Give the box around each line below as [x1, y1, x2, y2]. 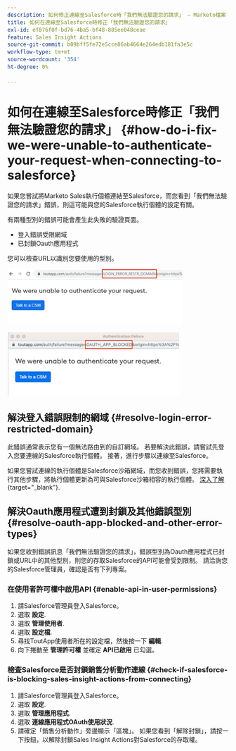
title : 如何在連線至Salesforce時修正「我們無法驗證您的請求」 [7, 18, 171, 26]
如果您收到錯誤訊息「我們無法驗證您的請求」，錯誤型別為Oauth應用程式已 [7, 547, 219, 556]
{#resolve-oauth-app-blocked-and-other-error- [7, 516, 223, 528]
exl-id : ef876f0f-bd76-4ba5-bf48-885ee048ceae [7, 26, 146, 33]
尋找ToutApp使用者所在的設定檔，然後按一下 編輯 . [17, 637, 163, 645]
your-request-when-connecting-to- [7, 152, 223, 168]
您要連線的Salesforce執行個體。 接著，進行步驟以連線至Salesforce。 [13, 452, 213, 460]
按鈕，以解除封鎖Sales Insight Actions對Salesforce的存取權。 [23, 735, 202, 743]
